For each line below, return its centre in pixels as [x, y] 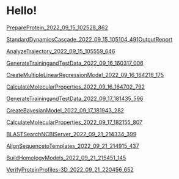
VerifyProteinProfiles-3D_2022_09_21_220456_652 [70, 169]
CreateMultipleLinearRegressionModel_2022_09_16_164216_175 [85, 75]
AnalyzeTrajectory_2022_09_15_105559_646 [61, 51]
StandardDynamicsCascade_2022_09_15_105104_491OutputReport [89, 39]
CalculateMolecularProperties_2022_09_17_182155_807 [75, 122]
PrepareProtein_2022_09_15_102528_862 [57, 27]
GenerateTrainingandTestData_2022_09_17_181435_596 [75, 98]
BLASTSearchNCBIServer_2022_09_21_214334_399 [71, 134]
